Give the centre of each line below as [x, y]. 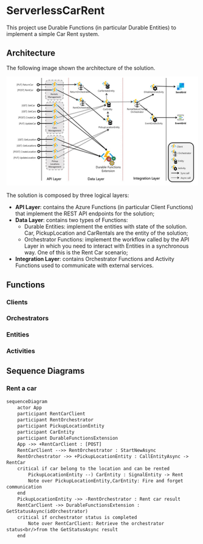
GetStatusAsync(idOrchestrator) [47, 511]
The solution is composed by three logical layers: [68, 195]
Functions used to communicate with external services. [84, 265]
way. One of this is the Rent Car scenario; [76, 252]
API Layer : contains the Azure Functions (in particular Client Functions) [104, 207]
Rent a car [22, 388]
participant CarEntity [46, 432]
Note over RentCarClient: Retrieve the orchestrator [96, 523]
